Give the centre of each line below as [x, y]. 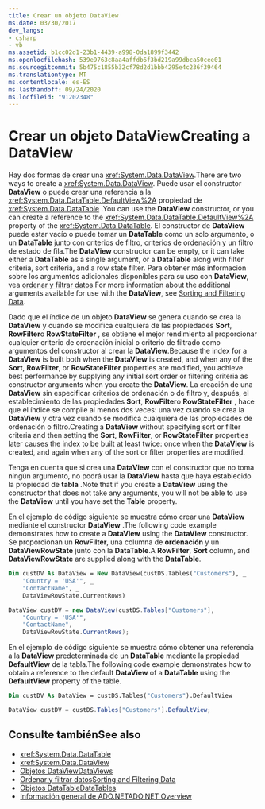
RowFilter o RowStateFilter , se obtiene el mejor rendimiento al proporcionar [133, 334]
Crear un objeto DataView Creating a [129, 136]
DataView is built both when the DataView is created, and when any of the [131, 359]
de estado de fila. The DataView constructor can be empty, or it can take [127, 251]
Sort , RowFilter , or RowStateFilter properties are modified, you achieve [126, 368]
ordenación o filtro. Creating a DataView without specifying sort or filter [125, 427]
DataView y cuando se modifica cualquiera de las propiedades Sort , [120, 326]
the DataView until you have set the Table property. [93, 501]
